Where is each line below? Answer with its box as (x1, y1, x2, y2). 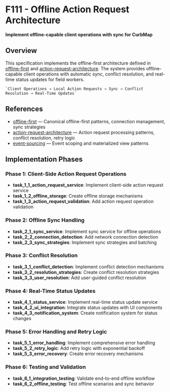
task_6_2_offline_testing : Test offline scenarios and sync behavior (12, 381, 155, 387)
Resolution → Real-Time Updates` (5, 91, 77, 96)
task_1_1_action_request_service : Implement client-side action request (12, 182, 163, 188)
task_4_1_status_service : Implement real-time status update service (12, 299, 158, 305)
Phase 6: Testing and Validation (5, 363, 86, 370)
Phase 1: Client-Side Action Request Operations (5, 170, 127, 178)
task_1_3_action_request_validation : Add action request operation (12, 199, 154, 205)
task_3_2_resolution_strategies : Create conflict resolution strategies (12, 269, 159, 275)
